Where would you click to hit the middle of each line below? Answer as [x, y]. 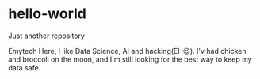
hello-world [48, 14]
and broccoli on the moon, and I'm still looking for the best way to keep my [130, 59]
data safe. [25, 67]
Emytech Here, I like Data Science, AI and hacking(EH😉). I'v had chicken [127, 51]
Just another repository [47, 36]
